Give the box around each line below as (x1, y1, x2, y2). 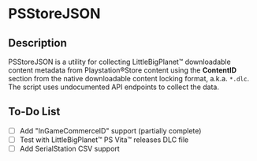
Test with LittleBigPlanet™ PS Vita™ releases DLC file (19, 135, 189, 144)
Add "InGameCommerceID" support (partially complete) (19, 125, 202, 135)
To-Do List (8, 105, 61, 118)
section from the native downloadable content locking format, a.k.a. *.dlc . (8, 74, 250, 83)
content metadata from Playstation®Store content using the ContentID (8, 66, 237, 75)
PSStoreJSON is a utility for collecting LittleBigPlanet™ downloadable (8, 57, 231, 66)
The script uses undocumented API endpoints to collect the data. (8, 82, 219, 92)
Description (8, 36, 67, 50)
